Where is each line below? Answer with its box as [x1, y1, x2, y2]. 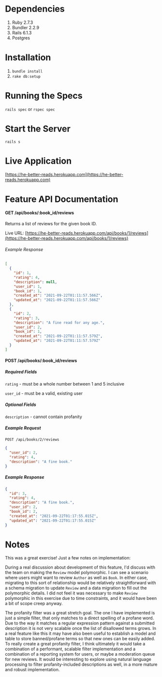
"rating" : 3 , [14, 316, 40, 321]
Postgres [12, 35, 30, 41]
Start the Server [5, 123, 71, 134]
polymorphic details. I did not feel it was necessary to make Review [5, 590, 138, 596]
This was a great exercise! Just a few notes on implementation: [5, 555, 131, 561]
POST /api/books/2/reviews [5, 437, 59, 442]
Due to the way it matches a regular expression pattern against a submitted [5, 620, 155, 626]
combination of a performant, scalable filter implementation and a [5, 646, 136, 652]
